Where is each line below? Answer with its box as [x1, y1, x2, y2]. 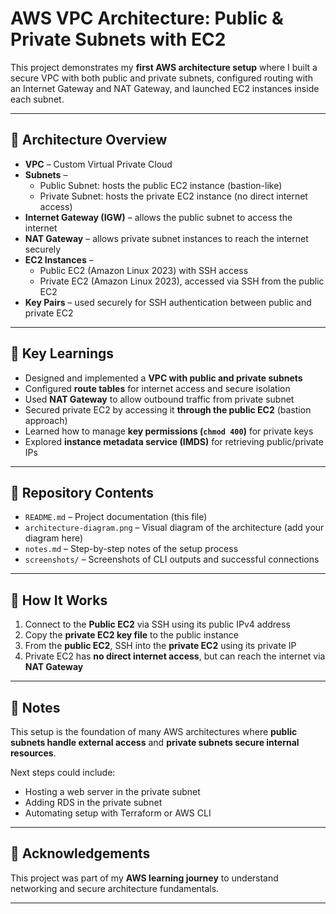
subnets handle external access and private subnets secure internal [10, 737, 300, 748]
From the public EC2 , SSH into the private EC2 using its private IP [24, 640, 297, 652]
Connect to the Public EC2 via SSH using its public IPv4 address [24, 618, 291, 631]
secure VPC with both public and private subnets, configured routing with [10, 72, 313, 84]
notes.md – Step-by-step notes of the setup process [24, 543, 239, 555]
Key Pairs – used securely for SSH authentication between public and [24, 296, 312, 308]
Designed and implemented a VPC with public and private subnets [24, 372, 303, 384]
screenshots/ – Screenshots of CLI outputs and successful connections [24, 553, 320, 566]
